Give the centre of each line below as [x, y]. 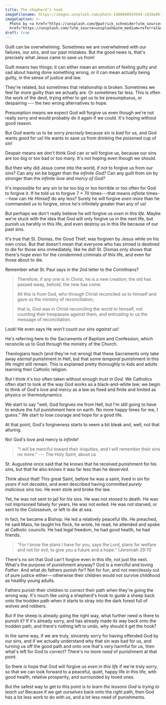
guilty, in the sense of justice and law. [43, 78]
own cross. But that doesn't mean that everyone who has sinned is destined [82, 244]
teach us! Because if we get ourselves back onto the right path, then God [80, 692]
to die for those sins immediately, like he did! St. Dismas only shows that [79, 249]
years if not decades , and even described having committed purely [73, 484]
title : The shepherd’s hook [34, 10]
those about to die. [24, 260]
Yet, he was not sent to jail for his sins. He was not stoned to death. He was [82, 499]
